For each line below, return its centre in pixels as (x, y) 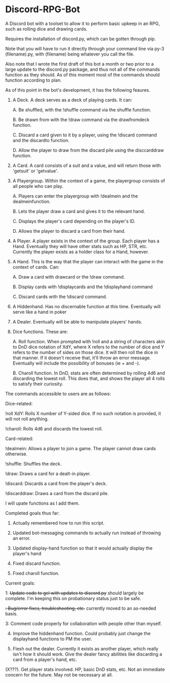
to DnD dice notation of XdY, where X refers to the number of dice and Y (88, 347)
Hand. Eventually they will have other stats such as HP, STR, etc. (80, 246)
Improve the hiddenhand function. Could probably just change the (81, 633)
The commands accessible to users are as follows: (58, 394)
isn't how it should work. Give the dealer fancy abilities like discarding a (87, 654)
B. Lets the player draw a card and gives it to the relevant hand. (79, 211)
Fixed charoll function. (36, 573)
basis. (11, 613)
